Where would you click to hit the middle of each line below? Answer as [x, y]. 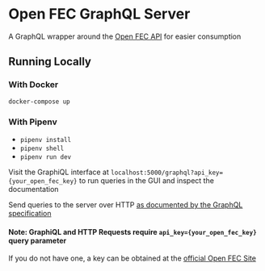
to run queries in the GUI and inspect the [146, 180]
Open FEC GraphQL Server [99, 14]
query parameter [38, 240]
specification [30, 213]
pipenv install [46, 140]
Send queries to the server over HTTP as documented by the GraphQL [126, 204]
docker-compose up [39, 102]
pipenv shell [42, 148]
